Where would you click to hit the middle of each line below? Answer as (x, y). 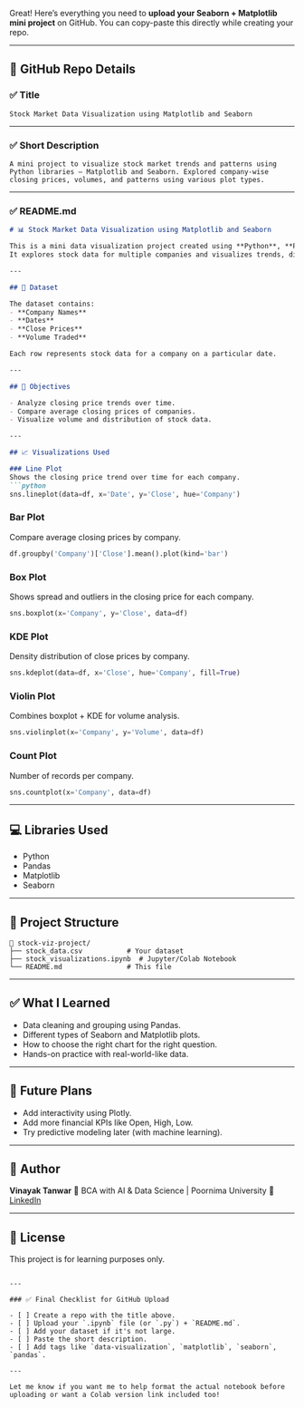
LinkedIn (25, 1200)
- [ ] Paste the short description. (78, 1340)
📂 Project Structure (64, 922)
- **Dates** (32, 321)
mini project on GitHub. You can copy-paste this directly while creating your (152, 23)
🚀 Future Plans (51, 1091)
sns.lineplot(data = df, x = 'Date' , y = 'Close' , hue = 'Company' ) (125, 494)
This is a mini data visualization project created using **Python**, (145, 247)
